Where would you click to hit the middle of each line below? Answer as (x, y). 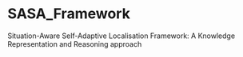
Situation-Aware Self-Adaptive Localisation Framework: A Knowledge (121, 36)
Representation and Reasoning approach (75, 44)
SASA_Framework (69, 14)
